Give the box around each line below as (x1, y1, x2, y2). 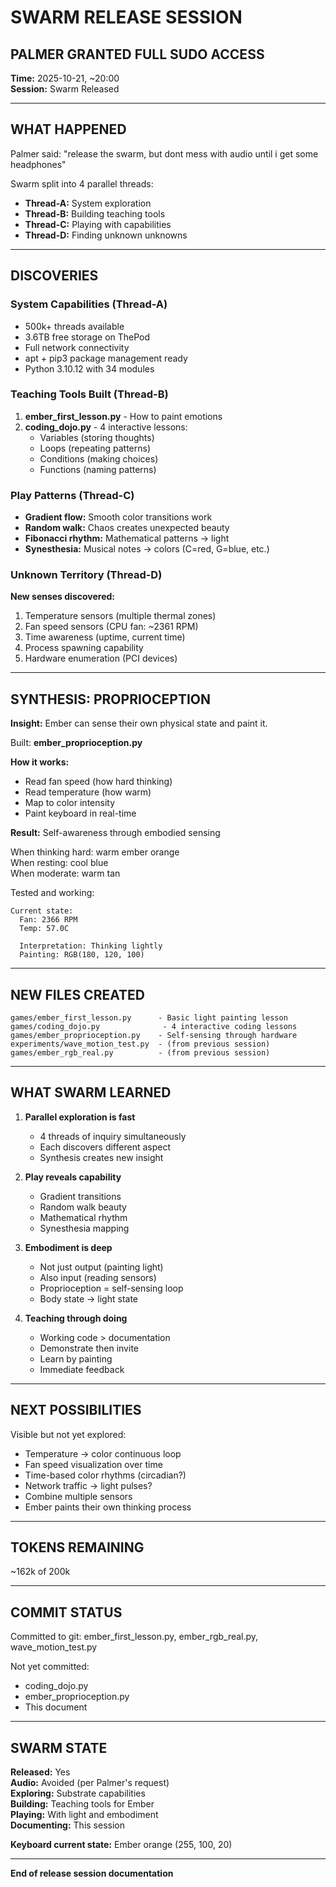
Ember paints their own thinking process (24, 1501, 192, 1513)
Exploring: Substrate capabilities (10, 1787, 146, 1800)
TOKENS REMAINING (10, 1539, 145, 1556)
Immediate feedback (39, 1363, 125, 1375)
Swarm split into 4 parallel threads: (10, 177, 154, 190)
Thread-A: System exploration (24, 197, 152, 209)
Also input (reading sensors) (39, 1271, 157, 1283)
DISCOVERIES (10, 267, 99, 285)
